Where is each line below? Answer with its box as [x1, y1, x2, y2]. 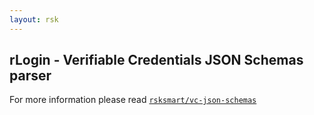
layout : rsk [9, 14, 59, 25]
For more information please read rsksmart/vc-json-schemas [9, 94, 257, 106]
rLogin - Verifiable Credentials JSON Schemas [9, 52, 304, 69]
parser [9, 67, 52, 85]
